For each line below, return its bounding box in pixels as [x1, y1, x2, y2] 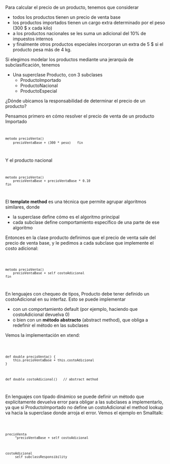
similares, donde [5, 204, 40, 210]
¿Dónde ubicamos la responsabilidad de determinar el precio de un [5, 98, 146, 104]
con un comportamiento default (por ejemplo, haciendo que [12, 306, 138, 312]
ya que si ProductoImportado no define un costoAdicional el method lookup [5, 404, 163, 410]
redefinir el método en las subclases [12, 323, 89, 329]
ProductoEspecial [20, 88, 57, 94]
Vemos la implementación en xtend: [5, 332, 80, 338]
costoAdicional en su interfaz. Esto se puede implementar [5, 296, 126, 302]
